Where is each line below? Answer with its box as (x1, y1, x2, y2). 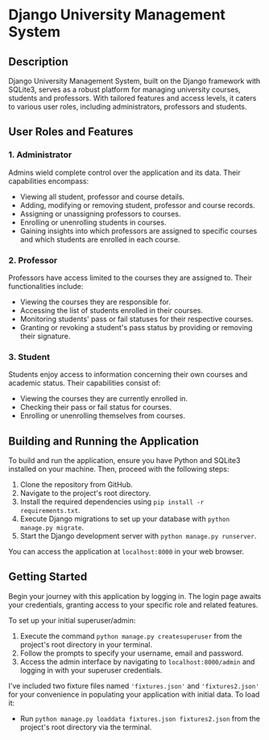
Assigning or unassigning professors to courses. (19, 209, 181, 218)
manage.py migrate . (19, 523, 85, 532)
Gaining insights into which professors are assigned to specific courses (19, 225, 258, 235)
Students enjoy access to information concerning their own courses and (8, 370, 248, 379)
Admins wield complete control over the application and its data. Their (8, 167, 241, 177)
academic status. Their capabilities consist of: (8, 378, 161, 388)
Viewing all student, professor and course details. (19, 192, 185, 201)
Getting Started (8, 570, 88, 584)
